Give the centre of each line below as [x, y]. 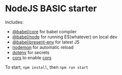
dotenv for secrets [31, 52]
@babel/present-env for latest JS [46, 42]
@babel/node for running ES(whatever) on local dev [65, 37]
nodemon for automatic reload [43, 47]
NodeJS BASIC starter [51, 9]
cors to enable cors [32, 57]
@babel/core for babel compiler [44, 31]
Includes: [14, 22]
